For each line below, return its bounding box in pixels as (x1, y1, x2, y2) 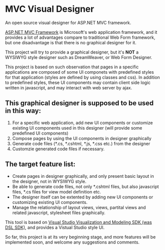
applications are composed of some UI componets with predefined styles (5, 69, 154, 75)
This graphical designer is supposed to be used (5, 99, 154, 108)
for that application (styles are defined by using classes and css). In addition (5, 74, 160, 80)
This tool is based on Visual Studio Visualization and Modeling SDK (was (5, 219, 152, 225)
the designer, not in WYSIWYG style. (12, 178, 87, 184)
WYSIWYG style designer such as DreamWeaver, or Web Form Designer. (5, 54, 153, 60)
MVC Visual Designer (5, 3, 95, 15)
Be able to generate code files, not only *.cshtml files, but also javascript (12, 183, 159, 190)
